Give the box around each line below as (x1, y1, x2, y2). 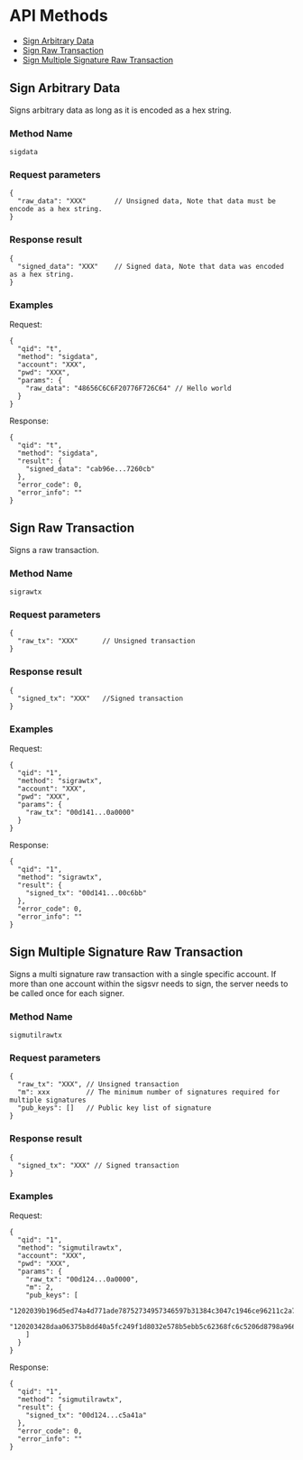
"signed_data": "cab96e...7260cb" (25, 464, 155, 474)
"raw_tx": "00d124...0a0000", (25, 1274, 140, 1284)
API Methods (9, 5, 108, 26)
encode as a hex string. (9, 205, 103, 214)
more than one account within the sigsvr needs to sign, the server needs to (9, 978, 289, 989)
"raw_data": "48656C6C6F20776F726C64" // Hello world (25, 383, 232, 393)
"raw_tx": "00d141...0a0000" (25, 808, 135, 817)
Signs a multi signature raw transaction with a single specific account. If (9, 968, 277, 979)
